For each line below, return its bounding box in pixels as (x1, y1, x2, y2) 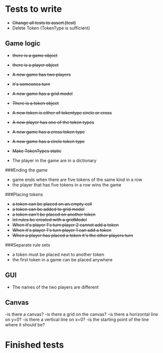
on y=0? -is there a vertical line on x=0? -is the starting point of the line (5, 317, 149, 322)
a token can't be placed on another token (12, 211, 96, 217)
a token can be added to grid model (12, 206, 85, 212)
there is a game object (12, 52, 58, 58)
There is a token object (12, 100, 59, 106)
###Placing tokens (5, 191, 43, 197)
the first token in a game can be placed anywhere (12, 256, 113, 262)
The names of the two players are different (12, 284, 99, 290)
